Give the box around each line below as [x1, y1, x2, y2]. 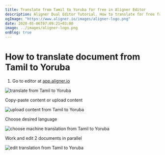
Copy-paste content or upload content [5, 97, 83, 103]
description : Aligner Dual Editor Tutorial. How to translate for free [5, 12, 155, 17]
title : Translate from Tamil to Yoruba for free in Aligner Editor [5, 7, 146, 12]
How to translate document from [5, 51, 140, 62]
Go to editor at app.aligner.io [12, 78, 70, 84]
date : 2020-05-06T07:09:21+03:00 [5, 21, 74, 26]
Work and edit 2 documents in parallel [5, 135, 82, 141]
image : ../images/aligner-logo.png [5, 26, 78, 31]
